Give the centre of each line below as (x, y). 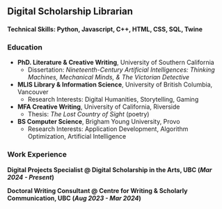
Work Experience (37, 155)
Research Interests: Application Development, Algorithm (108, 129)
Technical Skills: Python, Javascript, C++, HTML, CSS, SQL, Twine (105, 29)
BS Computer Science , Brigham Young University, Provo (98, 122)
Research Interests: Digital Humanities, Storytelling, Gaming (113, 100)
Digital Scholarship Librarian (70, 11)
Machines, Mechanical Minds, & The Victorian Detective (109, 77)
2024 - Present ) (31, 177)
